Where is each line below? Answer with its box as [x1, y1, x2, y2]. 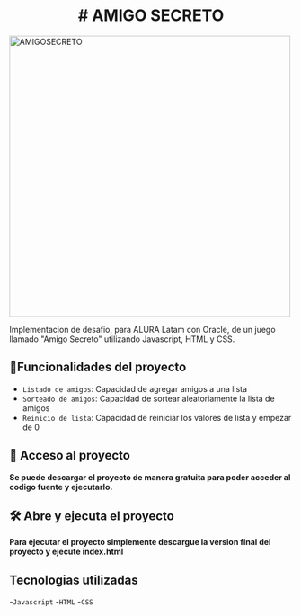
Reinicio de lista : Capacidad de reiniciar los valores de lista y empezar [22, 412, 292, 423]
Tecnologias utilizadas [9, 572, 138, 587]
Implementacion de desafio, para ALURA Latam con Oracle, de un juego [9, 324, 276, 335]
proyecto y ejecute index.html [9, 546, 124, 558]
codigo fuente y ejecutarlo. [9, 481, 113, 492]
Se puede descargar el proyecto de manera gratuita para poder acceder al [9, 471, 291, 482]
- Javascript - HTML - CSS [9, 596, 93, 607]
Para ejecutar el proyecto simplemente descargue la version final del [9, 537, 271, 548]
